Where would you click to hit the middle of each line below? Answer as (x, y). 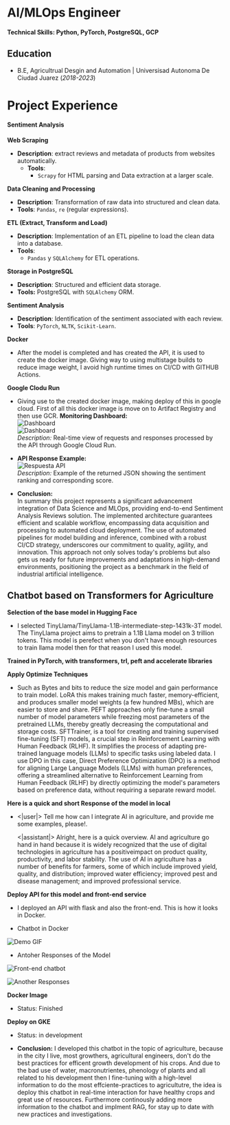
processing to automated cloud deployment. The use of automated (112, 530)
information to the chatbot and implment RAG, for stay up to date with (115, 1106)
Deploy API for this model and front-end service (77, 894)
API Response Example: (52, 458)
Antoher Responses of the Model (64, 955)
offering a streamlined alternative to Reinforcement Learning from (110, 775)
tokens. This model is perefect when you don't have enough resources (117, 640)
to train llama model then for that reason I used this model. (100, 647)
